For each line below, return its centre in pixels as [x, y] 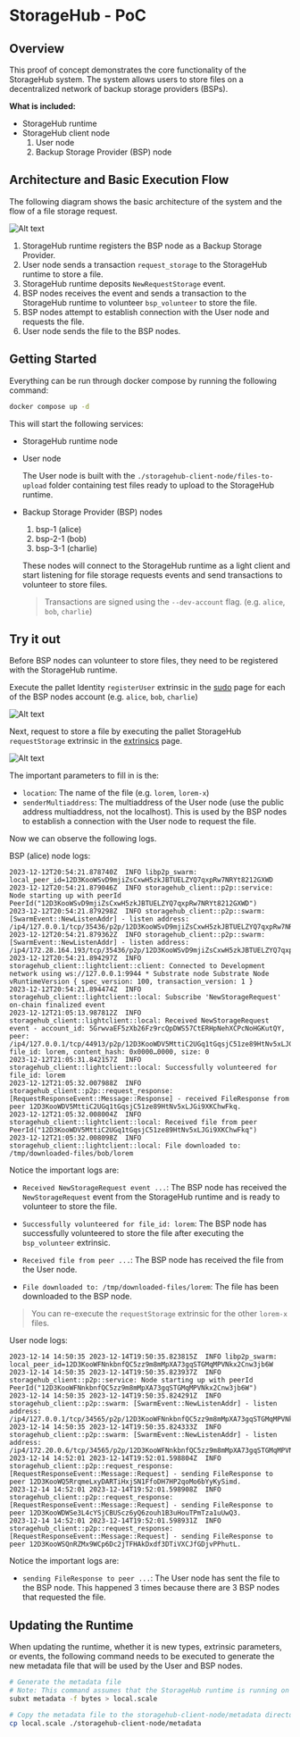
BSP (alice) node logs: [50, 856]
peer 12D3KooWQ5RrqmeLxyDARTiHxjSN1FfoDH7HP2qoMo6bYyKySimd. [125, 1482]
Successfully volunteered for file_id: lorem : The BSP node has [144, 1223]
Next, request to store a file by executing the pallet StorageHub [125, 731]
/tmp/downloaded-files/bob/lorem [71, 1154]
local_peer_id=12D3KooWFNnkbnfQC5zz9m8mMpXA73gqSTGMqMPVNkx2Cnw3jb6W [142, 1365]
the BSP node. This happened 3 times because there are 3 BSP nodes [150, 1588]
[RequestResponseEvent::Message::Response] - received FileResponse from [150, 1099]
